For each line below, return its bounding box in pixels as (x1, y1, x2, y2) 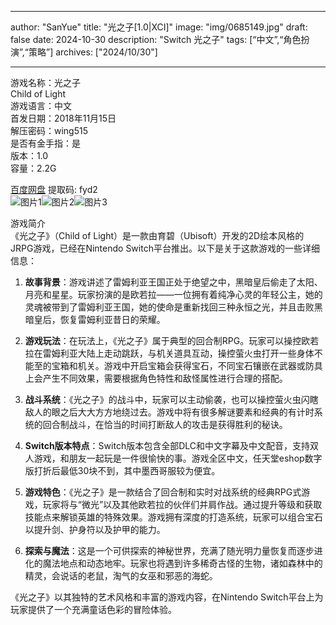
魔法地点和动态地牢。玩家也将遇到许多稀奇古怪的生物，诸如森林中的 (42, 557, 323, 569)
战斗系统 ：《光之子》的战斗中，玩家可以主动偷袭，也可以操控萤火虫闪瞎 (24, 394, 319, 405)
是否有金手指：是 (10, 137, 81, 149)
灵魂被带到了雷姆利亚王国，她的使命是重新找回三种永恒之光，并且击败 (24, 301, 315, 313)
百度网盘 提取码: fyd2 (10, 184, 98, 195)
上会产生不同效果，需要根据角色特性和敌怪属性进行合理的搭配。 (24, 372, 288, 384)
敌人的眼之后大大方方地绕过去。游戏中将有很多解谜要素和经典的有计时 (24, 406, 315, 418)
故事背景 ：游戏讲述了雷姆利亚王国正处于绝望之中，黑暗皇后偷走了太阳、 (24, 276, 323, 288)
